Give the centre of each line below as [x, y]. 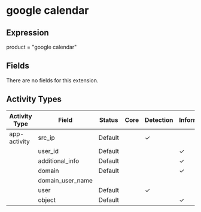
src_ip [46, 138]
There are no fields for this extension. [52, 80]
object [47, 200]
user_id [48, 151]
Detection [159, 120]
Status [109, 120]
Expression [28, 33]
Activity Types [34, 99]
